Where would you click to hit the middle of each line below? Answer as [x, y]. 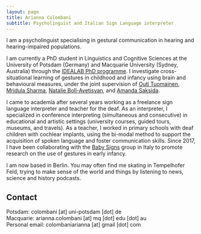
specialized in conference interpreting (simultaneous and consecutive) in [97, 115]
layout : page [23, 12]
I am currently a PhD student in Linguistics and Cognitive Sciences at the [97, 59]
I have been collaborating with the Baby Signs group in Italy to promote [94, 147]
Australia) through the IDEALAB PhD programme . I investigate [83, 71]
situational [19, 78]
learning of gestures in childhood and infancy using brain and [109, 78]
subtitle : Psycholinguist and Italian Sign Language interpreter [90, 23]
